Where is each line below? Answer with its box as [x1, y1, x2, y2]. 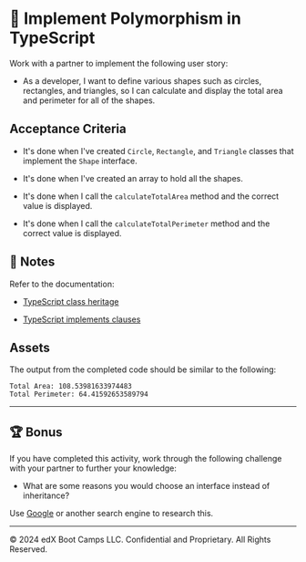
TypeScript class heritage [22, 296, 119, 307]
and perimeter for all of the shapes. [22, 95, 156, 106]
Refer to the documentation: [9, 278, 115, 289]
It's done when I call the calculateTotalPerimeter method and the [22, 218, 270, 229]
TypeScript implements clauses [22, 314, 141, 325]
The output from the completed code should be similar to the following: [9, 364, 277, 375]
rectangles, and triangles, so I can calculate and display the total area [22, 85, 284, 96]
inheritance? [22, 490, 70, 501]
